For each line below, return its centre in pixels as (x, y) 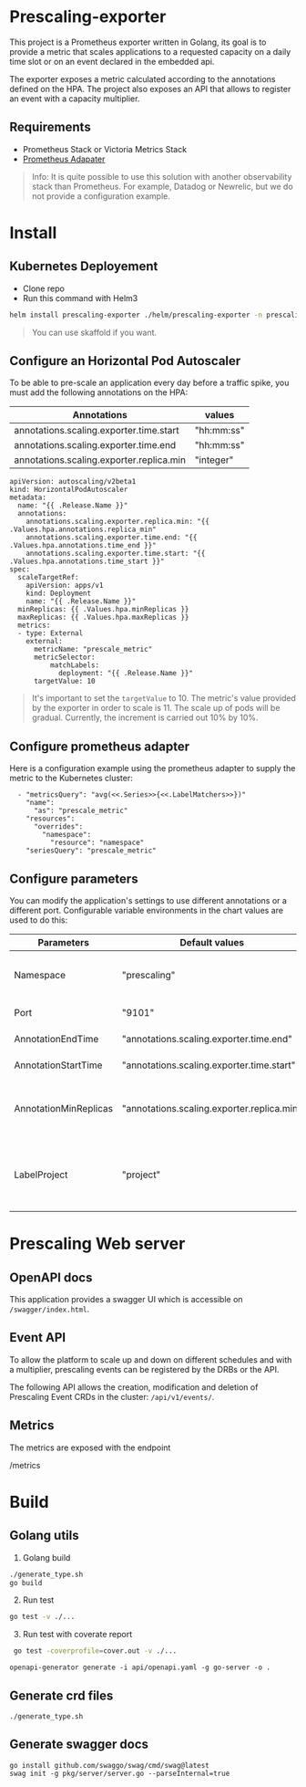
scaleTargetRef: (48, 578)
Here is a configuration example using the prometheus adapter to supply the (153, 768)
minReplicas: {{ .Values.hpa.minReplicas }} (103, 610)
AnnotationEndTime (56, 1040)
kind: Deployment (59, 594)
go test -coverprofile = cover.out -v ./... (95, 1651)
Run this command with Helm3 (80, 298)
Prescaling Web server (97, 1244)
